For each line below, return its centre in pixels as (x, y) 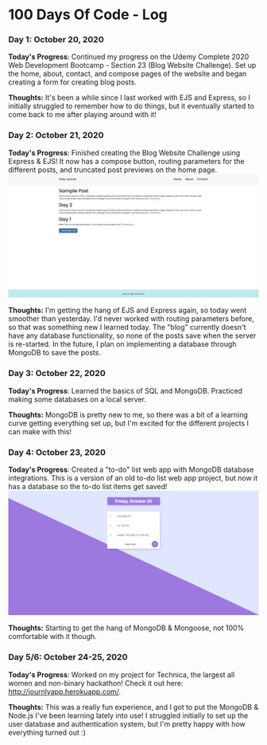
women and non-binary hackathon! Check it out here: (96, 683)
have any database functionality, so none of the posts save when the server (132, 335)
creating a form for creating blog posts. (73, 82)
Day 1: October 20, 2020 (56, 40)
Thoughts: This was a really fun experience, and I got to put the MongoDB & (133, 707)
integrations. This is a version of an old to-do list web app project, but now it (133, 478)
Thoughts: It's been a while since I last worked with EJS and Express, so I (129, 98)
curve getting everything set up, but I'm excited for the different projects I (128, 423)
